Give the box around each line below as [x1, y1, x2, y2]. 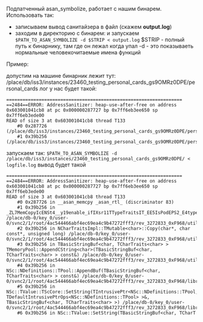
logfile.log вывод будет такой [6, 161, 86, 168]
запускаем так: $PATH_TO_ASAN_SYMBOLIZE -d [6, 150, 117, 156]
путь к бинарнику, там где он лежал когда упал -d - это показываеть [14, 42, 194, 49]
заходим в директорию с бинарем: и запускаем [14, 30, 140, 37]
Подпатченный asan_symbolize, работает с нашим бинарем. [6, 5, 162, 12]
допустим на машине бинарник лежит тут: [6, 72, 116, 79]
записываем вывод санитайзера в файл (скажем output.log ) [14, 24, 172, 30]
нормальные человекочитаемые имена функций [14, 49, 141, 56]
